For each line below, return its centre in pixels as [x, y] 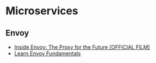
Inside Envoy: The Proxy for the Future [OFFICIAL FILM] [82, 47]
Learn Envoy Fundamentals [47, 53]
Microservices [42, 11]
